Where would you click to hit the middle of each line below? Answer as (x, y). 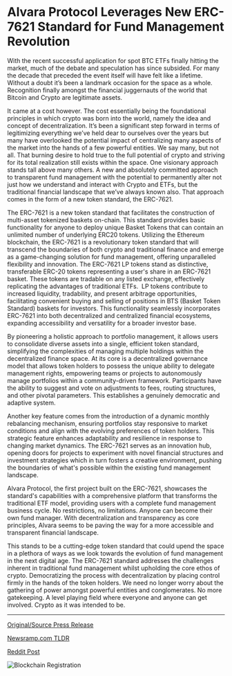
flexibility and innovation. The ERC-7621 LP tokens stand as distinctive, (108, 264)
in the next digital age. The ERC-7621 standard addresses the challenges (110, 560)
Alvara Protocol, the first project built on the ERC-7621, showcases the (107, 488)
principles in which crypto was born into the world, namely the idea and (109, 118)
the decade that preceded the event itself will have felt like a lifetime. (105, 75)
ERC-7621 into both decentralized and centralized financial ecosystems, (109, 315)
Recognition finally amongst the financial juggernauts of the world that (107, 90)
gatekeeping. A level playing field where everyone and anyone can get (107, 597)
